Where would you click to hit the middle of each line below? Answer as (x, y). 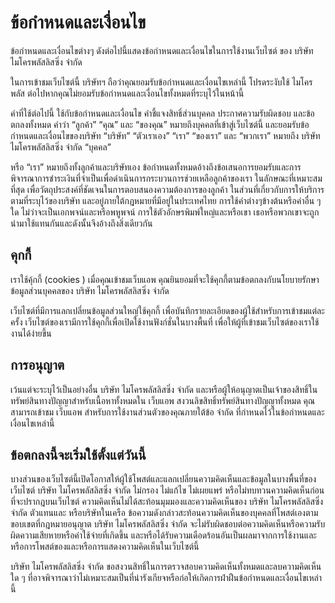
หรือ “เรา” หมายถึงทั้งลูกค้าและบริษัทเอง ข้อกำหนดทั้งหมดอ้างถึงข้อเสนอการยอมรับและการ (156, 167)
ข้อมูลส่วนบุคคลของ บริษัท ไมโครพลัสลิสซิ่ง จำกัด (90, 290)
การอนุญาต (37, 365)
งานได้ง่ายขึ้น (31, 333)
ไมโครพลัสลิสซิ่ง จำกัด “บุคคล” (61, 147)
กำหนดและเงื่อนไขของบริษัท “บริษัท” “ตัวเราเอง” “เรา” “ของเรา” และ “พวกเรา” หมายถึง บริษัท (165, 135)
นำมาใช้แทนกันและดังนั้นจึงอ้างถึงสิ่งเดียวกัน (81, 223)
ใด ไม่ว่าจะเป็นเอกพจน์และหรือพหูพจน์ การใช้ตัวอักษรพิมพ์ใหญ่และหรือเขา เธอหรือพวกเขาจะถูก (165, 212)
